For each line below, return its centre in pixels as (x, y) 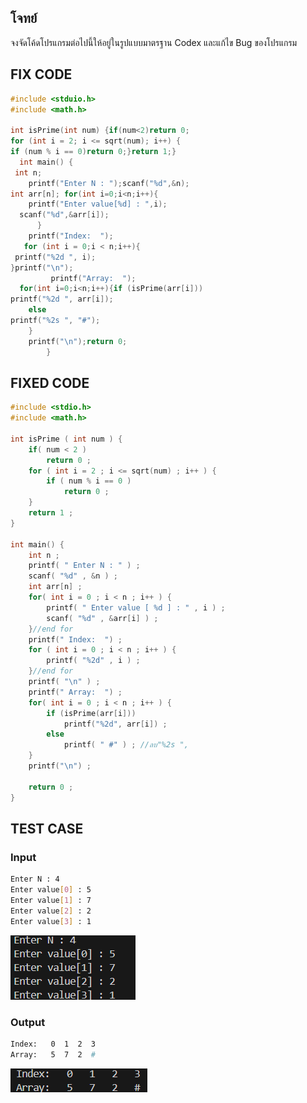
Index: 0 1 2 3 (53, 1044)
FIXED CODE (50, 382)
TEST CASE (47, 828)
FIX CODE (41, 74)
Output (28, 1022)
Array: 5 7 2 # (53, 1054)
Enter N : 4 (35, 879)
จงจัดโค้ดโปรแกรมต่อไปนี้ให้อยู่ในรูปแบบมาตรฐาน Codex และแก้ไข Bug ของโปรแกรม (154, 42)
